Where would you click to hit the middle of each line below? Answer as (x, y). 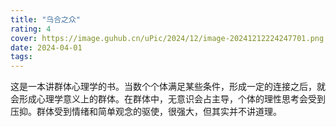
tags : (21, 57)
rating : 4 (31, 29)
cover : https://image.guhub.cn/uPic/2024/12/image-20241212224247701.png (167, 38)
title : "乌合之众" (46, 19)
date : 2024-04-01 (46, 47)
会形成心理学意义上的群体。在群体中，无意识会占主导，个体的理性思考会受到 (168, 99)
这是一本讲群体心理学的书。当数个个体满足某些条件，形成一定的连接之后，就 (168, 87)
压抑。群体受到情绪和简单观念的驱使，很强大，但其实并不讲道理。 (146, 112)
